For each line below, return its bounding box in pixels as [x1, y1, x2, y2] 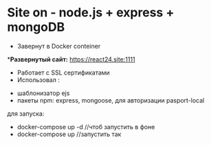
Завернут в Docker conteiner [16, 42, 101, 50]
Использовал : [16, 75, 60, 83]
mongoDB [7, 19, 65, 35]
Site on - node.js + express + [7, 5, 175, 21]
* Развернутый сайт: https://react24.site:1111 [7, 55, 135, 63]
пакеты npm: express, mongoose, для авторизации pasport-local [16, 96, 205, 104]
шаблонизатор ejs [16, 89, 70, 97]
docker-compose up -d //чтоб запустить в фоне [16, 122, 155, 131]
